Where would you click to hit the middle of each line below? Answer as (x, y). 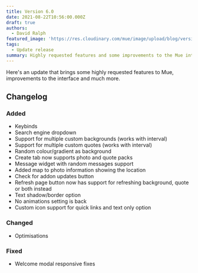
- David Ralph (29, 34)
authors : (17, 28)
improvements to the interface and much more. (63, 78)
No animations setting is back (51, 201)
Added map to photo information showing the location (80, 170)
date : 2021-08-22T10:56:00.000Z (46, 17)
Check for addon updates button (54, 177)
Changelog (27, 97)
